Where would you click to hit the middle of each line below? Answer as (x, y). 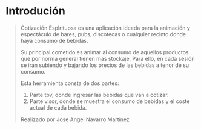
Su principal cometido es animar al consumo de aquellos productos (104, 52)
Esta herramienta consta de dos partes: (70, 83)
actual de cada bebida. (58, 107)
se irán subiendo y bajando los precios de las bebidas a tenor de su (105, 65)
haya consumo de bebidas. (54, 40)
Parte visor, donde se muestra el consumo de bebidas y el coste (110, 101)
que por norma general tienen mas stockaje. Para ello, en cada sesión (107, 58)
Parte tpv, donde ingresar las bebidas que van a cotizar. (99, 95)
